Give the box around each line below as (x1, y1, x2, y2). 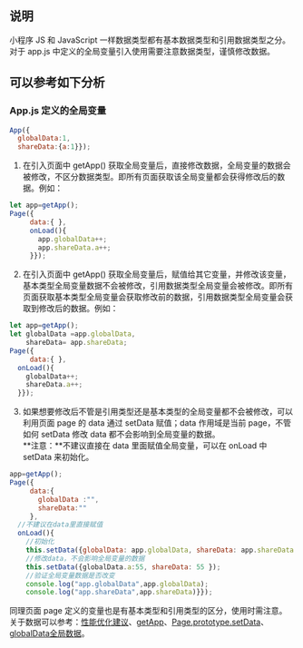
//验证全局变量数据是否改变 (25, 571, 115, 580)
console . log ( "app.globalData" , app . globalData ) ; (25, 579, 209, 588)
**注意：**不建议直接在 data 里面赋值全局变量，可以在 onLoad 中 (22, 440, 268, 451)
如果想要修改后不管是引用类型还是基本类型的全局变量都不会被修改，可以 (22, 407, 293, 417)
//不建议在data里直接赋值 (17, 520, 103, 529)
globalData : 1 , (17, 134, 71, 143)
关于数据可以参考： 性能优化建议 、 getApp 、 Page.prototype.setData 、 (9, 616, 269, 628)
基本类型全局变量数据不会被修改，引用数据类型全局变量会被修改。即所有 (22, 280, 293, 291)
